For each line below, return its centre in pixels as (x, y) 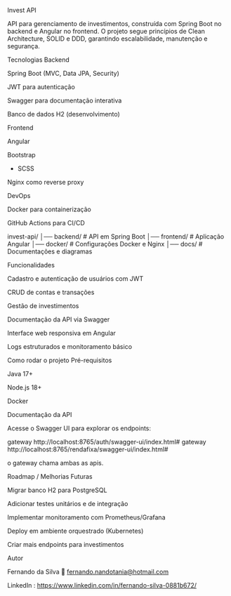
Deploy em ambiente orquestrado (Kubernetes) (75, 531)
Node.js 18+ (25, 388)
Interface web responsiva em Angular (61, 333)
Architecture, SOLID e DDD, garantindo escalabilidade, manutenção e (107, 39)
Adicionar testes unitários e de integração (68, 504)
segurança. (24, 46)
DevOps (19, 196)
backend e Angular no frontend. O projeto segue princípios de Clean (106, 31)
